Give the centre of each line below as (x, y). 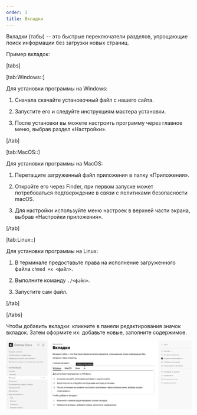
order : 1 (17, 12)
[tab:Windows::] (26, 77)
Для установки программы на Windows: (57, 88)
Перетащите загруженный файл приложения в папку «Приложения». (102, 175)
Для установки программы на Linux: (52, 251)
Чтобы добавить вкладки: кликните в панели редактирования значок (93, 326)
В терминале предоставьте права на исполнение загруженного (95, 262)
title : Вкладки (25, 19)
